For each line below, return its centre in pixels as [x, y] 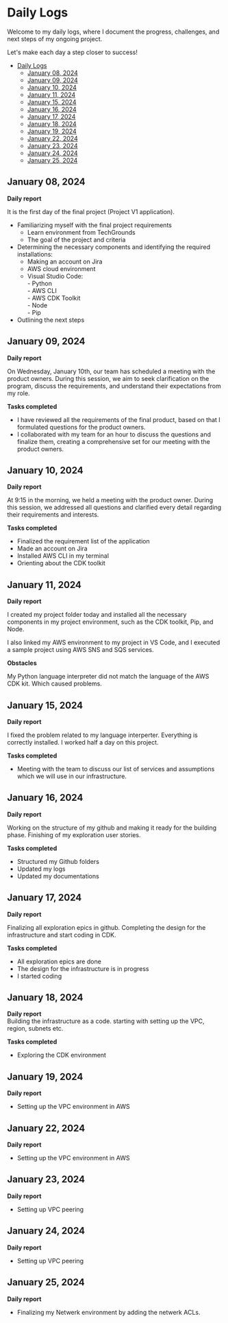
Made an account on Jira [52, 549]
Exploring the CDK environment [61, 1055]
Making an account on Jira [65, 261]
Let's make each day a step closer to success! [73, 52]
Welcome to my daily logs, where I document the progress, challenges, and [113, 32]
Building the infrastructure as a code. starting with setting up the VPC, [106, 1021]
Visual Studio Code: [55, 276]
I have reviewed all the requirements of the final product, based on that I [118, 419]
